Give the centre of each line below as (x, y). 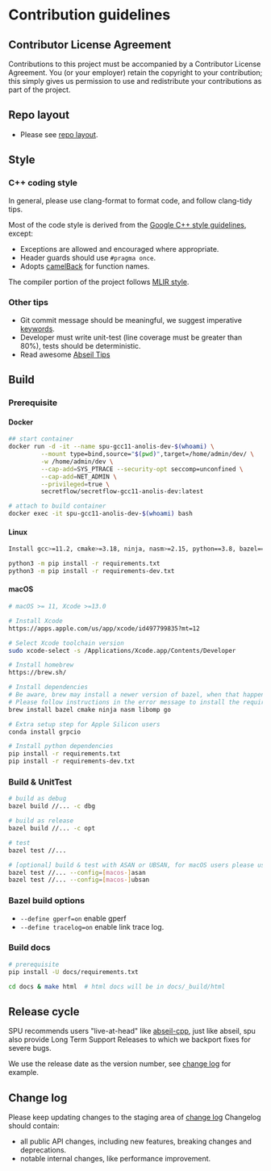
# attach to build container (57, 506)
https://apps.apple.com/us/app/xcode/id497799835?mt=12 (104, 628)
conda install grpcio (45, 732)
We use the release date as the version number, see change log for (120, 1064)
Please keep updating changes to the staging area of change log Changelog (135, 1117)
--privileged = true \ (75, 484)
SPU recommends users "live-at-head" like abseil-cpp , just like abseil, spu (132, 1031)
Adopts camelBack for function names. (85, 266)
